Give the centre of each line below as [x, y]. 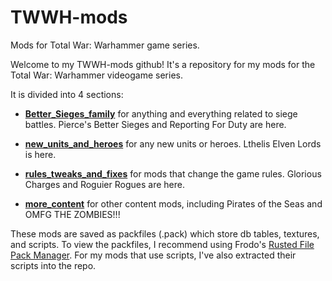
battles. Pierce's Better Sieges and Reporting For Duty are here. [155, 124]
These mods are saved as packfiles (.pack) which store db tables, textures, [165, 233]
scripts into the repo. [53, 265]
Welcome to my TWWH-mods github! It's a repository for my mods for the [163, 64]
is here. [40, 154]
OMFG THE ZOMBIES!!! [72, 214]
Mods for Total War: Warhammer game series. [105, 45]
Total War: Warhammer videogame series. [96, 75]
